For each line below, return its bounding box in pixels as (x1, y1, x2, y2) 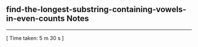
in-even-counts (6, 14, 65, 24)
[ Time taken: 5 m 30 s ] (6, 34, 64, 41)
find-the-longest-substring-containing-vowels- (6, 5, 187, 15)
